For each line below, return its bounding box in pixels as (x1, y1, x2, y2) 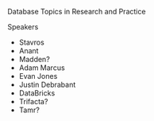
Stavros (18, 37, 44, 47)
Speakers (7, 22, 39, 31)
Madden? (18, 55, 51, 64)
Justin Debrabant (18, 80, 76, 89)
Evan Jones (18, 72, 58, 80)
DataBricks (18, 88, 56, 98)
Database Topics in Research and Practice (7, 7, 146, 16)
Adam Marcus (18, 63, 65, 72)
